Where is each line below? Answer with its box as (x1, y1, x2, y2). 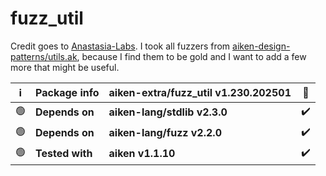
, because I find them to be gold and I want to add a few (76, 50, 307, 62)
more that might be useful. (10, 61, 120, 73)
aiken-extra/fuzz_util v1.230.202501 (108, 85, 292, 99)
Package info (35, 85, 100, 99)
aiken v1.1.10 (108, 147, 176, 161)
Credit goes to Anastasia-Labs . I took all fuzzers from (10, 40, 231, 52)
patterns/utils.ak (10, 50, 78, 62)
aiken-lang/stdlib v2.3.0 (108, 105, 228, 119)
